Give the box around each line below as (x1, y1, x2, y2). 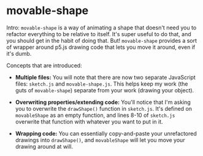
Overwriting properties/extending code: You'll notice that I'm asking (15, 98, 191, 106)
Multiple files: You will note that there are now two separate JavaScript (15, 73, 196, 81)
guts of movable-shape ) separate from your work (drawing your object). (15, 86, 194, 94)
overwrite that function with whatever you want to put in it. (15, 117, 163, 125)
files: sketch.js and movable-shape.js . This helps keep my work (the (15, 80, 188, 87)
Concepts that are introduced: (6, 62, 82, 69)
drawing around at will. (15, 143, 74, 150)
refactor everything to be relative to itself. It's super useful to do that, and (6, 30, 191, 37)
